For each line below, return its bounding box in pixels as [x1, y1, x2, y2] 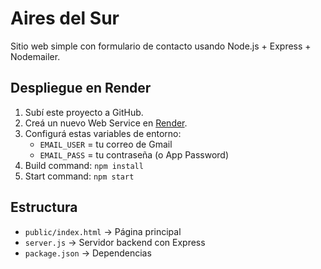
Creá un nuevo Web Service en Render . [24, 117, 188, 129]
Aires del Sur [10, 7, 120, 30]
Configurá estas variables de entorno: [24, 127, 182, 139]
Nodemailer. [10, 50, 61, 62]
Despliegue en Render [10, 80, 152, 97]
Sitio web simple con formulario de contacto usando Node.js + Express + [10, 40, 312, 52]
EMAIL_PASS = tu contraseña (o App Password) [39, 148, 230, 161]
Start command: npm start [24, 170, 135, 182]
